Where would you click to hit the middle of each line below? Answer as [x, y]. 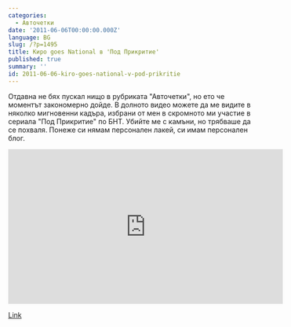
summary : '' [27, 67]
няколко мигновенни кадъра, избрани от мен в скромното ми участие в [129, 113]
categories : [27, 15]
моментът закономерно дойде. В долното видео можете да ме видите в [129, 105]
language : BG [29, 37]
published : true [35, 60]
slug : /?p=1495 [33, 45]
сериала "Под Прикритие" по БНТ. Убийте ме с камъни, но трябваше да [129, 121]
